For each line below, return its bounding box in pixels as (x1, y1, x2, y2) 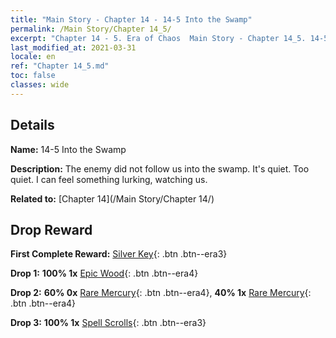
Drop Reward (10, 221, 93, 238)
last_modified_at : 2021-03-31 (10, 42, 137, 53)
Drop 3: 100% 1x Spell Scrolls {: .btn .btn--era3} (10, 317, 207, 329)
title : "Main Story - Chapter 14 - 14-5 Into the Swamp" (10, 14, 253, 25)
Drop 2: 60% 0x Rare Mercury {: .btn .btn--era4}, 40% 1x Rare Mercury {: (10, 287, 312, 299)
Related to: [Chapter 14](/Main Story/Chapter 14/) (10, 192, 215, 205)
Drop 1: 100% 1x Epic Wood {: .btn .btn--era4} (10, 267, 199, 280)
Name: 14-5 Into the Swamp (10, 143, 127, 155)
